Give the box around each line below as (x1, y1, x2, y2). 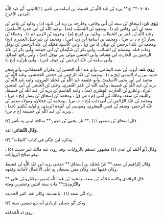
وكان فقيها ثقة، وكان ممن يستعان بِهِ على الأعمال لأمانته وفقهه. (5, 166, 118, 172)
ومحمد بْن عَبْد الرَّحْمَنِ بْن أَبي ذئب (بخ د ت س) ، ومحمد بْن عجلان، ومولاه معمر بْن (5, 98, 153, 104)
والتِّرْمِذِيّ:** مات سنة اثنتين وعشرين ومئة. (5, 181, 82, 187)
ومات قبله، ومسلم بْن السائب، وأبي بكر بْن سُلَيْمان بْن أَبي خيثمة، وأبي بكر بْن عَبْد (5, 47, 151, 52)
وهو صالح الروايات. (5, 151, 39, 157)
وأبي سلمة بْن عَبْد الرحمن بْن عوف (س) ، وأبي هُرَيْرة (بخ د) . (5, 57, 115, 62)
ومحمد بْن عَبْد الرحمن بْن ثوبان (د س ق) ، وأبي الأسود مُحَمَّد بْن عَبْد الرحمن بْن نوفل (5, 41, 156, 47)
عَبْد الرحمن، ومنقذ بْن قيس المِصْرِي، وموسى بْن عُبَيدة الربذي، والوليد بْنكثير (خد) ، (5, 103, 153, 109)
